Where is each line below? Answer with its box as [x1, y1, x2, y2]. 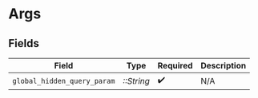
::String [123, 75, 151, 86]
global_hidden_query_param [12, 76, 115, 85]
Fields [8, 37, 40, 50]
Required [157, 61, 194, 71]
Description [200, 61, 247, 71]
